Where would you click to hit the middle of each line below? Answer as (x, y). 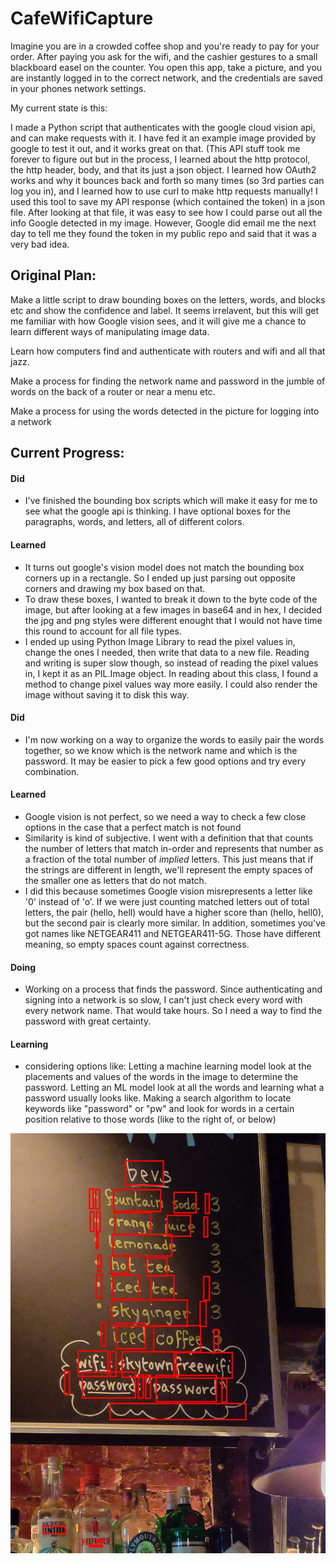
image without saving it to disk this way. (107, 694)
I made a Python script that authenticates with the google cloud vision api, (163, 127)
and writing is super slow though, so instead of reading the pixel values (171, 663)
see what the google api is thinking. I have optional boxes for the (157, 511)
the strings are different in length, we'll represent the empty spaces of (169, 869)
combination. (52, 771)
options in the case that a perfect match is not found (133, 827)
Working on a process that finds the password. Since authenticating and (173, 989)
